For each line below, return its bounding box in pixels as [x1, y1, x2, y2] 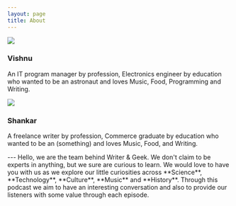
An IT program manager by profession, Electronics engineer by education [7, 69, 222, 78]
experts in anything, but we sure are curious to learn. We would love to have [7, 161, 230, 169]
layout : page [7, 10, 46, 18]
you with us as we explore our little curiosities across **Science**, [7, 168, 203, 177]
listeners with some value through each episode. [7, 190, 150, 199]
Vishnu [7, 54, 33, 64]
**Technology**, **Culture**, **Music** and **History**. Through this [7, 176, 218, 184]
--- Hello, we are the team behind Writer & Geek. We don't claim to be [7, 153, 211, 161]
